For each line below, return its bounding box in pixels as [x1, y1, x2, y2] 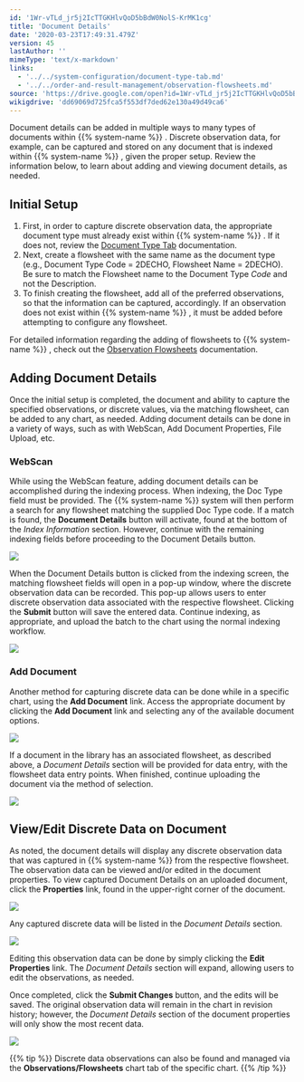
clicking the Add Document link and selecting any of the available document [9, 705, 295, 716]
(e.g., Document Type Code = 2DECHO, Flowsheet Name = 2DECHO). [22, 259, 283, 270]
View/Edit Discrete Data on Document [9, 821, 227, 837]
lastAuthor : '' [9, 47, 67, 56]
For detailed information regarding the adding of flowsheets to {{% [9, 334, 258, 345]
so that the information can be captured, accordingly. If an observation [22, 298, 287, 309]
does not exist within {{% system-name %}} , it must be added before [22, 307, 283, 318]
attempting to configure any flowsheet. [22, 317, 167, 328]
